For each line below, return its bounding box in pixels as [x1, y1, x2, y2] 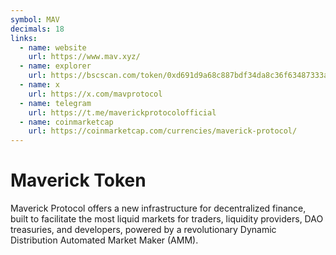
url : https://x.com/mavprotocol [28, 89, 163, 99]
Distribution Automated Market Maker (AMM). [10, 234, 199, 246]
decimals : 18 [10, 24, 65, 34]
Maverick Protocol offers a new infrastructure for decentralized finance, [10, 202, 307, 215]
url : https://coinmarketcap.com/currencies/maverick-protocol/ [28, 126, 298, 136]
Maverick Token [10, 169, 147, 192]
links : [10, 33, 38, 43]
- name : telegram [19, 98, 92, 108]
